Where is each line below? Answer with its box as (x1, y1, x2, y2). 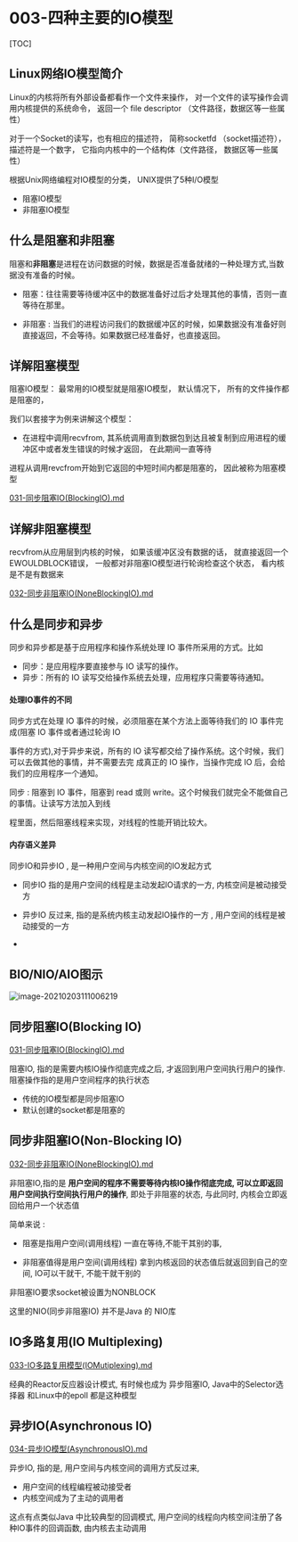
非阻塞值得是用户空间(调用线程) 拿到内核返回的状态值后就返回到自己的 (21, 1257, 280, 1267)
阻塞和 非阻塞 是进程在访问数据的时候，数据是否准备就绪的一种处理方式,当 (9, 258, 278, 268)
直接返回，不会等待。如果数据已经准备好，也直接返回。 (21, 329, 225, 340)
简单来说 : (9, 1218, 45, 1229)
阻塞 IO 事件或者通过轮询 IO (20, 727, 121, 738)
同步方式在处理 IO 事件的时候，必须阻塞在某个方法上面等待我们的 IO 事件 (9, 715, 276, 727)
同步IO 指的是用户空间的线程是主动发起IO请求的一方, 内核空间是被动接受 (21, 879, 287, 890)
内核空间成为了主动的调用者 (21, 1493, 125, 1504)
